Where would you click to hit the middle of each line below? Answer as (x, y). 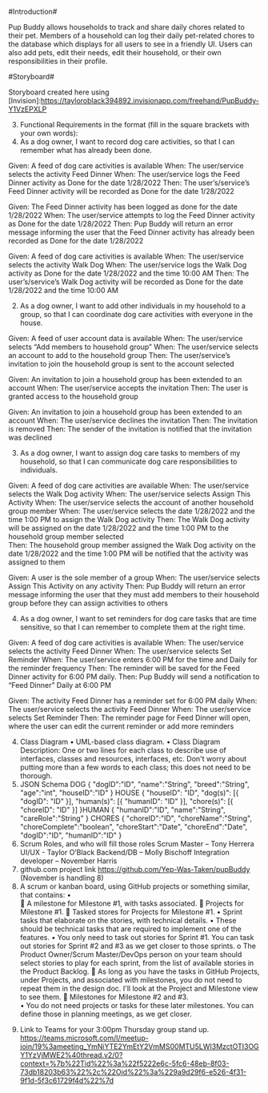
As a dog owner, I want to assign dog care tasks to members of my (130, 453)
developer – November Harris (68, 861)
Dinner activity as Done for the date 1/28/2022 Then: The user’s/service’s (129, 183)
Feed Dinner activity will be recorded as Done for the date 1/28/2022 (121, 191)
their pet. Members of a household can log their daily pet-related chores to (132, 36)
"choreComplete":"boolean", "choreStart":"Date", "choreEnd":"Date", (134, 827)
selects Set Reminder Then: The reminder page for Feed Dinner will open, (130, 717)
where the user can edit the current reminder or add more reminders (121, 726)
